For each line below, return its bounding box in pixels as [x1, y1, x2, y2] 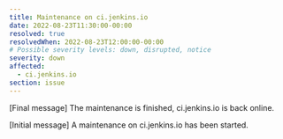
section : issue [9, 78, 65, 87]
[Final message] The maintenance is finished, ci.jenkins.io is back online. [9, 102, 275, 113]
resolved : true [9, 29, 65, 38]
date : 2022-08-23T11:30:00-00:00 [9, 21, 133, 30]
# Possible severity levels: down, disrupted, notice [9, 46, 212, 55]
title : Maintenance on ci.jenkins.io [9, 12, 149, 22]
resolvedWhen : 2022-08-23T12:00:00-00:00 [9, 37, 164, 47]
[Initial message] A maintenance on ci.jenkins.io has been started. [9, 120, 249, 130]
